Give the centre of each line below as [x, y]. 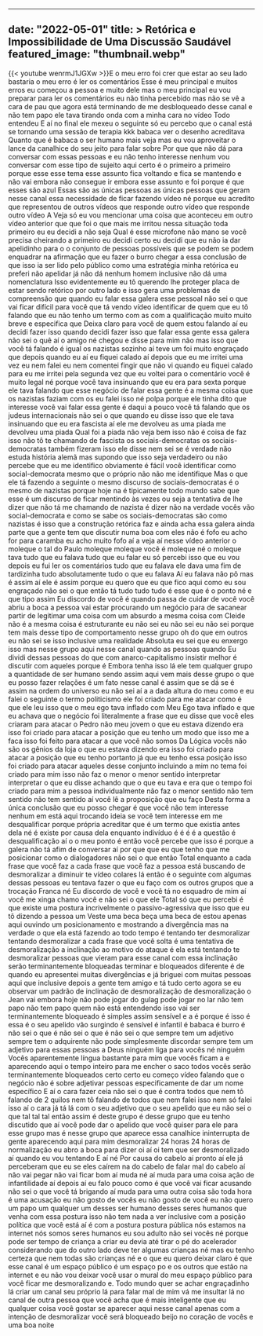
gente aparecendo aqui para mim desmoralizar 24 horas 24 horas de [119, 1141]
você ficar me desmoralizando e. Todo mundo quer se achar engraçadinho [129, 1283]
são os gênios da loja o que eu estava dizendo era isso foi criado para [121, 749]
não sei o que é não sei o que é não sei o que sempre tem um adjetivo [121, 1033]
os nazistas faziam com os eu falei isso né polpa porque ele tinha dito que [128, 398]
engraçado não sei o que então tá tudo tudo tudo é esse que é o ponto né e [130, 591]
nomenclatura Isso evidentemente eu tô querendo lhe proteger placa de [124, 282]
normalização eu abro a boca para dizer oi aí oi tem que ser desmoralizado [129, 1149]
